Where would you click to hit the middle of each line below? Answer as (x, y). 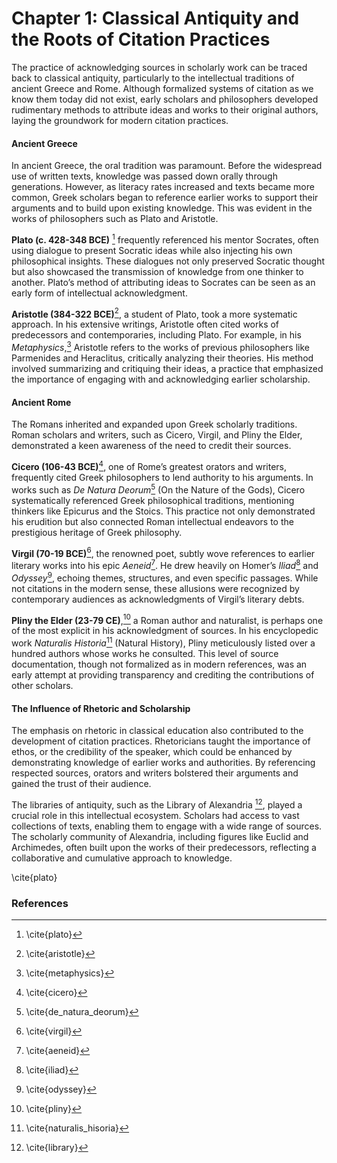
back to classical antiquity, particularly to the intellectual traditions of (153, 78)
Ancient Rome (41, 402)
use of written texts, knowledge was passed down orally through (144, 176)
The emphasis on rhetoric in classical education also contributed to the (157, 731)
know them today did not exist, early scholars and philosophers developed (165, 99)
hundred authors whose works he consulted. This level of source (145, 653)
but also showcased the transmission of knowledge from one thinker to (157, 271)
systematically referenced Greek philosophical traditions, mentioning (153, 500)
